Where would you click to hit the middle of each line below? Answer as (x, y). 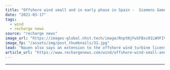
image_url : (17, 39)
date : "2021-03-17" (26, 15)
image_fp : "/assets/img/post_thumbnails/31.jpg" (57, 43)
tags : (11, 19)
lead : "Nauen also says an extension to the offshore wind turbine (78, 48)
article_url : (19, 52)
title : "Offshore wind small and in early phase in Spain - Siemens (80, 10)
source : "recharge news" (31, 33)
